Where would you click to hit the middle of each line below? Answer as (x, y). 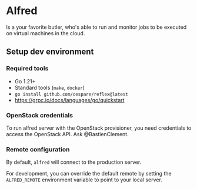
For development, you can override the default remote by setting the (89, 174)
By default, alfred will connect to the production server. (74, 162)
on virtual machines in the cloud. (46, 33)
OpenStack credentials (40, 115)
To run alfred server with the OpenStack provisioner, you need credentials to (99, 128)
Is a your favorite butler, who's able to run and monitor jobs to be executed (96, 27)
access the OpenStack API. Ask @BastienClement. (67, 134)
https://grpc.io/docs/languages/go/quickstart (69, 100)
